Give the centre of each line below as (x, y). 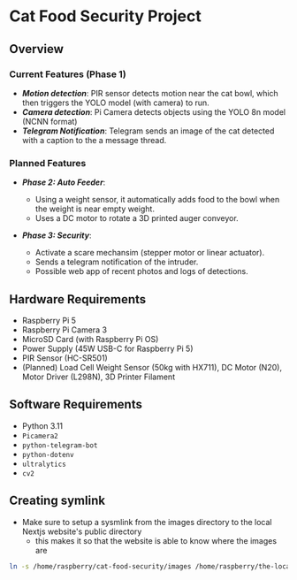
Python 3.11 (42, 425)
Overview (37, 49)
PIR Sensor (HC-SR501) (65, 358)
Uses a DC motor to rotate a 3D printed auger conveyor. (137, 218)
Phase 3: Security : (57, 235)
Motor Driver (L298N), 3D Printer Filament (98, 377)
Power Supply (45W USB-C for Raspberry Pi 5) (107, 348)
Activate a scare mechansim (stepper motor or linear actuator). (150, 253)
